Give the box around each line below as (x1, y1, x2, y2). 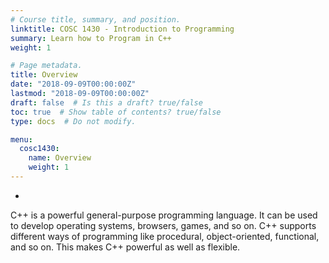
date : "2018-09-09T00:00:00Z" (10, 79, 137, 90)
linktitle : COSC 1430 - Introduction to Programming (10, 24, 235, 34)
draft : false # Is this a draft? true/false (10, 97, 203, 108)
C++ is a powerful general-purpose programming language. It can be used (10, 209, 318, 221)
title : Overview (10, 70, 78, 80)
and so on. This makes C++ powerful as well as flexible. (10, 241, 241, 253)
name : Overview (28, 153, 92, 163)
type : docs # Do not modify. (10, 116, 137, 126)
